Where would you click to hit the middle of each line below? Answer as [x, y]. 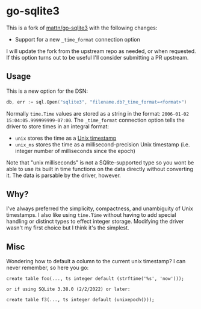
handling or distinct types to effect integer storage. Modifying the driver [95, 222]
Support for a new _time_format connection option [77, 39]
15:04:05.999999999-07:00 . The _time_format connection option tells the [95, 120]
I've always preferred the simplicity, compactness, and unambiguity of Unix [100, 208]
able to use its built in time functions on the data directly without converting [100, 169]
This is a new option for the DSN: [47, 91]
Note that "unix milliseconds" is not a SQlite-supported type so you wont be [100, 162]
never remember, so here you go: [48, 268]
